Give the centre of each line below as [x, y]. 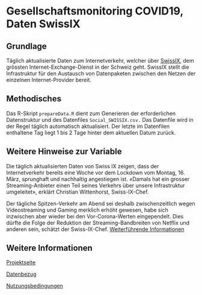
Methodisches [34, 99]
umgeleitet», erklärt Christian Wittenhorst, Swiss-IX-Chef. [78, 192]
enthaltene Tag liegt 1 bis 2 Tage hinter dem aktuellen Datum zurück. [91, 132]
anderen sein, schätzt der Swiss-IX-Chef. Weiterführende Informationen [95, 229]
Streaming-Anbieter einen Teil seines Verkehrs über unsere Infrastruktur [96, 185]
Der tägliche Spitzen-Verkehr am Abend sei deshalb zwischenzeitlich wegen [101, 203]
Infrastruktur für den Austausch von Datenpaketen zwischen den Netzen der [101, 73]
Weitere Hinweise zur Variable [64, 152]
